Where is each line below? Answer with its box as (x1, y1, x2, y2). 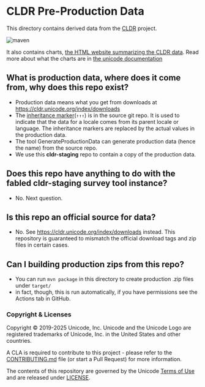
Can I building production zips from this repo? (6, 259, 185, 269)
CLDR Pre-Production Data (6, 4, 145, 18)
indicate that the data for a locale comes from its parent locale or (15, 118, 179, 125)
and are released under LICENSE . (6, 374, 91, 381)
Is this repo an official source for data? (6, 212, 156, 222)
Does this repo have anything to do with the (6, 169, 176, 179)
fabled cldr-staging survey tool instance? (6, 178, 168, 188)
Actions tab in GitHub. (15, 295, 71, 302)
